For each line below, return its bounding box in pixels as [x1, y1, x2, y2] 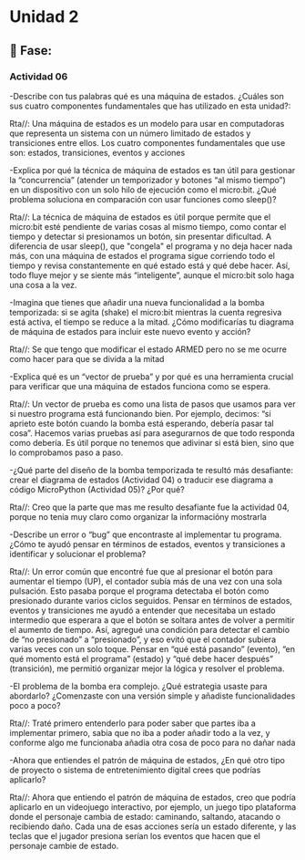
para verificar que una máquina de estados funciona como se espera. [9, 380, 271, 391]
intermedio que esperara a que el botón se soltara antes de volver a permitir [9, 614, 295, 626]
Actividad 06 [9, 70, 68, 83]
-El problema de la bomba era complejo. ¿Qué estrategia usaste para [9, 680, 268, 691]
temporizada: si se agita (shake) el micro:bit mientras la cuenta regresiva [9, 306, 282, 317]
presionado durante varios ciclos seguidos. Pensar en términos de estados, [9, 595, 293, 606]
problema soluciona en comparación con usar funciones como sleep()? [9, 193, 277, 204]
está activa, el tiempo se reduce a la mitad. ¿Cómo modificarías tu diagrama [9, 316, 294, 327]
